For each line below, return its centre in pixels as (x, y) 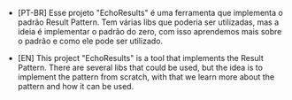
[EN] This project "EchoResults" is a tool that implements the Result (140, 58)
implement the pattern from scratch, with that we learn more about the (146, 77)
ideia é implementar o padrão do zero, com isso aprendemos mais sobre (150, 31)
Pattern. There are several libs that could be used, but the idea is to (140, 67)
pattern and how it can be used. (76, 86)
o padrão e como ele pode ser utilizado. (90, 41)
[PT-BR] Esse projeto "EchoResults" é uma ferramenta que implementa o (150, 13)
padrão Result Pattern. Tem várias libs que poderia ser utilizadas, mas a (148, 22)
